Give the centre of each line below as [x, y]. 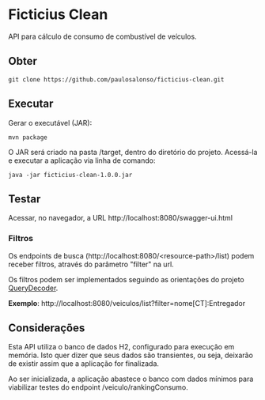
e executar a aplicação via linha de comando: [82, 160]
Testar [25, 199]
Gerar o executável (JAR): [50, 123]
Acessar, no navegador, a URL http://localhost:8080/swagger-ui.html [121, 218]
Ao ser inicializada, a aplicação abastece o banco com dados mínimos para [131, 379]
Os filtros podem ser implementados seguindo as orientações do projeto [126, 279]
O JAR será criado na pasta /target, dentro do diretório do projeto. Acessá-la [133, 152]
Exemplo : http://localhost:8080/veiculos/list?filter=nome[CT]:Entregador [127, 303]
